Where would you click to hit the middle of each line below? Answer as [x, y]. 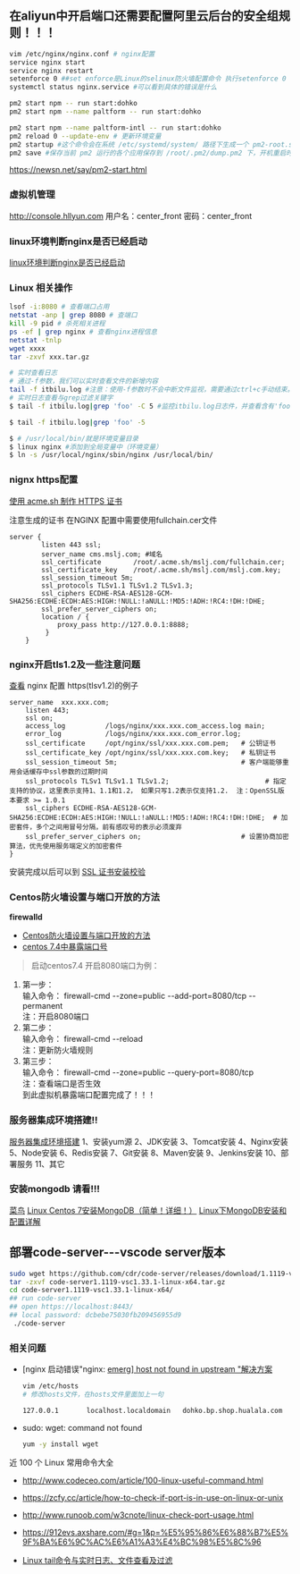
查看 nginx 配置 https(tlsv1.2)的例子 [74, 685]
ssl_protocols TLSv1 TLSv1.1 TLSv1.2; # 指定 [156, 781]
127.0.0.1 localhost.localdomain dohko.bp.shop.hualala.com [152, 1410]
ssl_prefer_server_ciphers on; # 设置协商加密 [157, 836]
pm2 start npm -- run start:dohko [74, 104]
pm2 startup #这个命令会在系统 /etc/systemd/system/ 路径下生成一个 [129, 144]
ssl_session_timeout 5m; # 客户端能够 [154, 762]
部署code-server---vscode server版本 [117, 1252]
